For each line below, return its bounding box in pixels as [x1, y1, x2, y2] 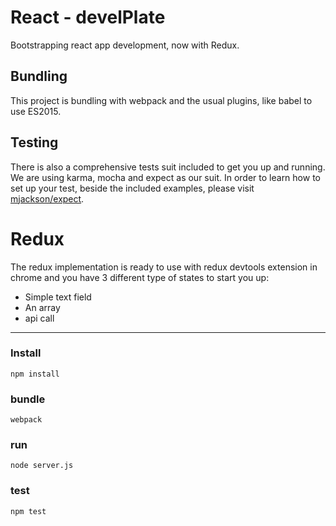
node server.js [10, 461, 74, 471]
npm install [10, 369, 60, 379]
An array [24, 301, 61, 313]
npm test [10, 506, 47, 516]
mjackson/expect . [10, 192, 85, 205]
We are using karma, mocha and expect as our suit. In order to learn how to [10, 171, 321, 183]
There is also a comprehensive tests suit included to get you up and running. [10, 161, 326, 173]
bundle [10, 392, 46, 406]
